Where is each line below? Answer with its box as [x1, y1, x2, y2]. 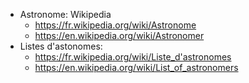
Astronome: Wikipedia [19, 9, 112, 20]
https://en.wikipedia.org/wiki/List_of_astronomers [34, 62, 239, 73]
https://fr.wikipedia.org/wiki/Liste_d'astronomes [34, 51, 232, 63]
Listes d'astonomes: [19, 40, 103, 52]
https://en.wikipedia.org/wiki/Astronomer [34, 30, 205, 41]
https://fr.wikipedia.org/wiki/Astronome [34, 19, 197, 31]
